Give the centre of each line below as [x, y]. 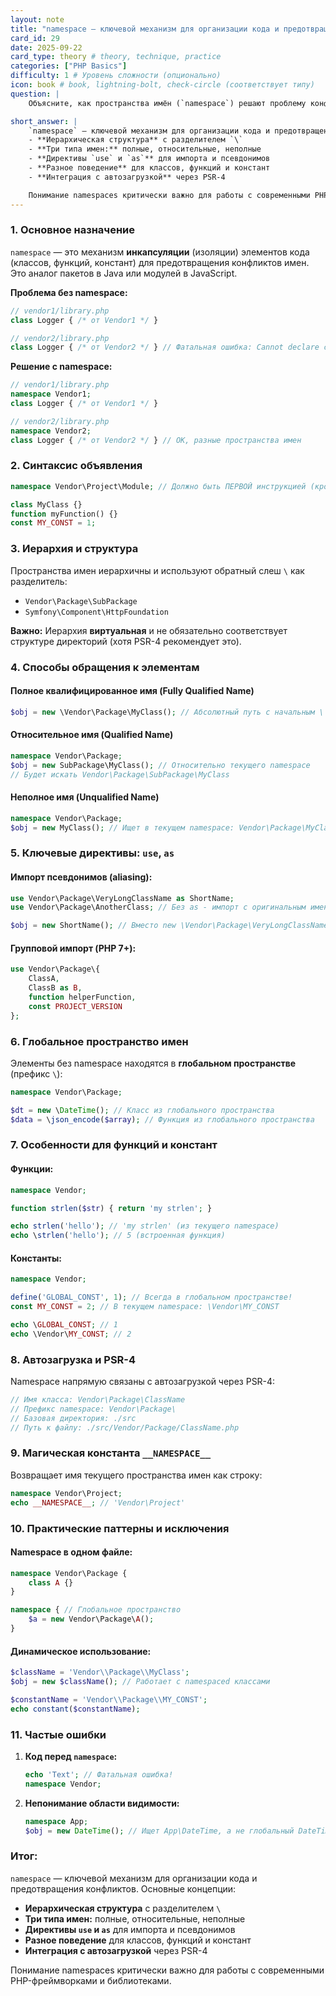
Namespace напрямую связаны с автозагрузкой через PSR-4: [143, 1382]
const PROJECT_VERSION [75, 1006]
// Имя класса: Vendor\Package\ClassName [98, 1400]
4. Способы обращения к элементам [105, 667]
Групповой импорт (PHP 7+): [73, 948]
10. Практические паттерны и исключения [120, 1528]
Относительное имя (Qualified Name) [92, 735]
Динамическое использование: [81, 1651]
